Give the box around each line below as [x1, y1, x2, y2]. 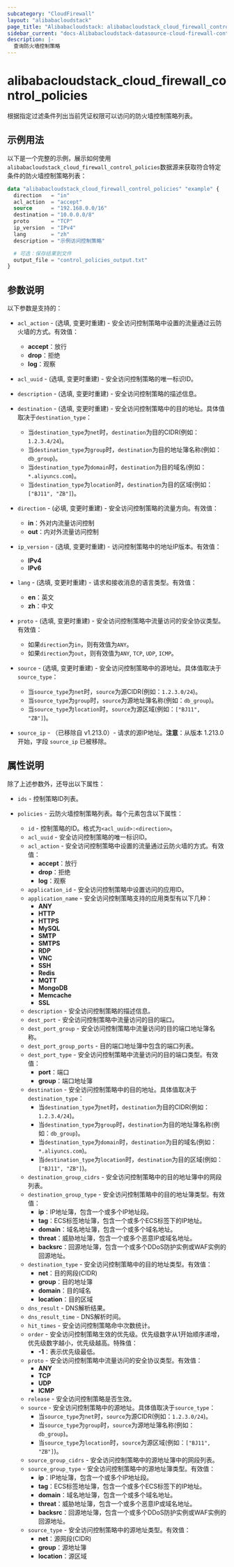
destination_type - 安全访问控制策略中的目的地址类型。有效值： [27, 1259, 212, 1269]
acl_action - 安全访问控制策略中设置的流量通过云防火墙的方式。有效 [27, 842, 224, 850]
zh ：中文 [27, 602, 54, 610]
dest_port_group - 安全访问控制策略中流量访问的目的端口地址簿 [27, 1024, 210, 1032]
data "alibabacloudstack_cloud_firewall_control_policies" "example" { [7, 185, 219, 192]
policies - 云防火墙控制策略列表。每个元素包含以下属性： [17, 809, 183, 818]
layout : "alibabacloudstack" [7, 17, 92, 24]
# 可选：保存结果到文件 [13, 250, 72, 257]
